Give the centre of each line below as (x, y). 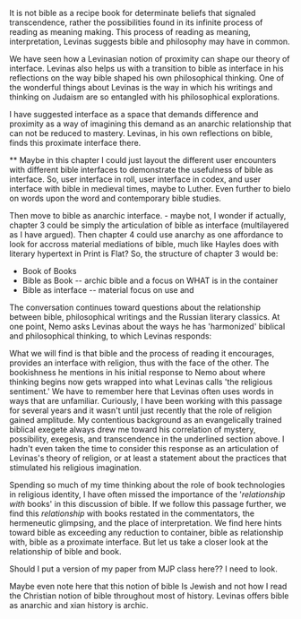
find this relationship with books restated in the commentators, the (132, 513)
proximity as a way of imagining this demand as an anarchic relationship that (150, 124)
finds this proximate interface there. (75, 143)
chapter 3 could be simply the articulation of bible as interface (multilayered (149, 225)
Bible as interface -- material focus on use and (108, 290)
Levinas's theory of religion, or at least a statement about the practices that (148, 458)
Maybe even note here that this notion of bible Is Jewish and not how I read (148, 586)
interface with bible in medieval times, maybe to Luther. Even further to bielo (150, 189)
